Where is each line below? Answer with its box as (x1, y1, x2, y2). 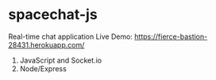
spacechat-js (8, 6, 98, 24)
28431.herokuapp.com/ (8, 40, 85, 49)
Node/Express (19, 63, 67, 73)
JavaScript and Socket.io (19, 55, 102, 65)
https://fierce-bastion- (134, 32, 208, 41)
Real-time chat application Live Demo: (8, 32, 133, 41)
